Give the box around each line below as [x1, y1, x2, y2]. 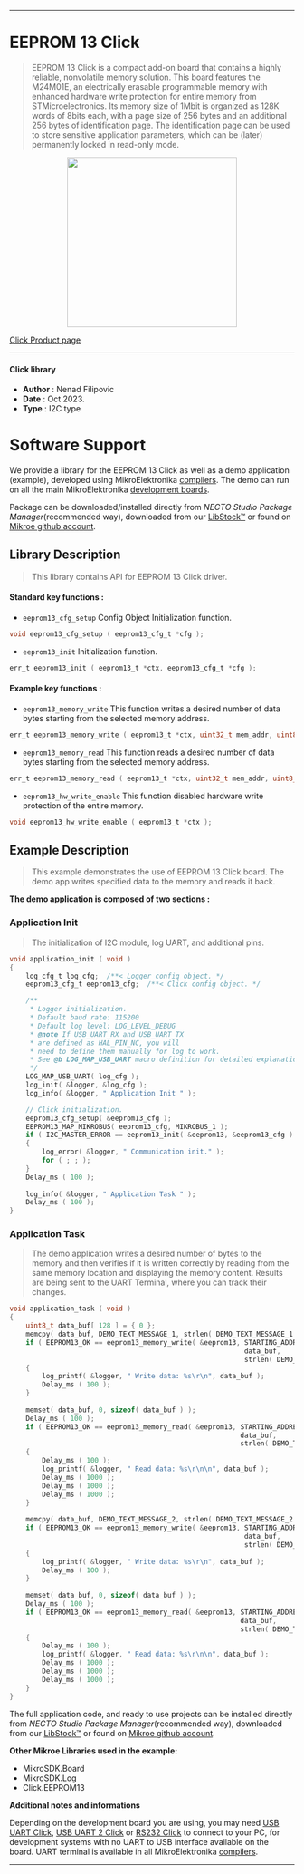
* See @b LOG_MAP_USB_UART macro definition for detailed [29, 1055, 253, 1065]
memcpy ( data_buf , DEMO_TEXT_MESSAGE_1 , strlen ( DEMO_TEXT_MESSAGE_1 [25, 1329, 294, 1339]
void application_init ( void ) [9, 954, 131, 963]
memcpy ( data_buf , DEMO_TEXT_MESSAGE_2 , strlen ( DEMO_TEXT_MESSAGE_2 [25, 1515, 294, 1524]
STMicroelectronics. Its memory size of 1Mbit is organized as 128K [31, 101, 280, 111]
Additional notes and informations [9, 1800, 140, 1811]
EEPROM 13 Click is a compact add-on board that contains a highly [31, 62, 282, 72]
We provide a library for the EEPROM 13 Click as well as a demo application [9, 465, 290, 476]
